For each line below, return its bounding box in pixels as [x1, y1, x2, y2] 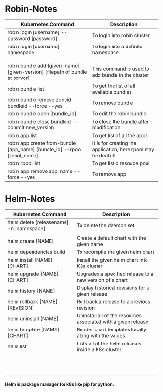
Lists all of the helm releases [77, 340, 142, 347]
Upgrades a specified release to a [77, 270, 154, 277]
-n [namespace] [7, 225, 46, 232]
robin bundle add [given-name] [7, 62, 80, 69]
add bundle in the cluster [92, 71, 149, 78]
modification [92, 124, 121, 131]
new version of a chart [77, 276, 128, 283]
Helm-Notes [5, 193, 55, 204]
